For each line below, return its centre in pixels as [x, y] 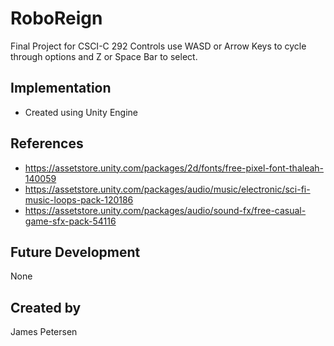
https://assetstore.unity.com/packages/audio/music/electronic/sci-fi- [167, 189]
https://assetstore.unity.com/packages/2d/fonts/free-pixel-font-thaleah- [174, 168]
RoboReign [56, 18]
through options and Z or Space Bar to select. [104, 56]
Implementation [61, 88]
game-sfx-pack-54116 [70, 221]
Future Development [75, 252]
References [47, 143]
